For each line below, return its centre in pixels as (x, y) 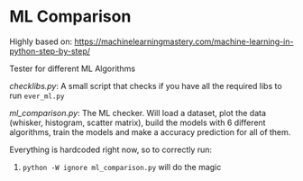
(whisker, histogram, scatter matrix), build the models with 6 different (138, 122)
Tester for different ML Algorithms (73, 68)
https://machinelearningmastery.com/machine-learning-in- (184, 41)
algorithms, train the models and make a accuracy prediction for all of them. (150, 131)
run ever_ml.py (37, 95)
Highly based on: (41, 41)
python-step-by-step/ (50, 50)
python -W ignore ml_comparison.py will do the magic (122, 167)
